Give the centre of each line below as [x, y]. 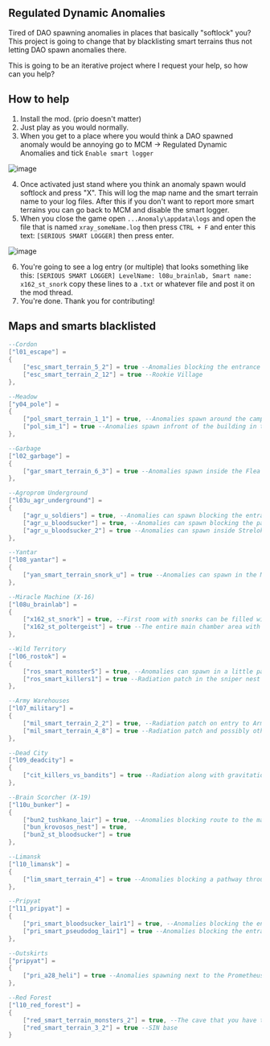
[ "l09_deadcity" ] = [41, 760]
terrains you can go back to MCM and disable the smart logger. [125, 209]
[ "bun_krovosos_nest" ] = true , [75, 827]
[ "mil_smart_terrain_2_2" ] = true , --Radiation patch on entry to [136, 723]
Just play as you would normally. [74, 127]
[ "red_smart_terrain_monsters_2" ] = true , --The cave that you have [140, 1020]
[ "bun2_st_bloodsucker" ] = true [77, 835]
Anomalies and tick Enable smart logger [87, 153]
